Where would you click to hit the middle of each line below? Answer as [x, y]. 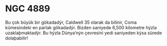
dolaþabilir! [17, 38]
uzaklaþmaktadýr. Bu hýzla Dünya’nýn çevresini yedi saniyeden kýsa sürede [84, 33]
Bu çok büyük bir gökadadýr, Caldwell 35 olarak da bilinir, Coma [71, 22]
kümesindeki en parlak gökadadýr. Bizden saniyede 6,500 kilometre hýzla [81, 27]
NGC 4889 [28, 9]
